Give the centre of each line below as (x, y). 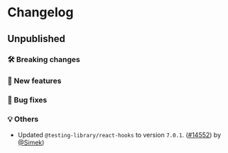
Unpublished (36, 39)
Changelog (40, 12)
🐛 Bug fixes (27, 100)
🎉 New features (34, 81)
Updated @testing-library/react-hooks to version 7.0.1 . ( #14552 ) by (119, 134)
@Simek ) (31, 142)
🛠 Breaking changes (44, 59)
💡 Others (23, 120)
